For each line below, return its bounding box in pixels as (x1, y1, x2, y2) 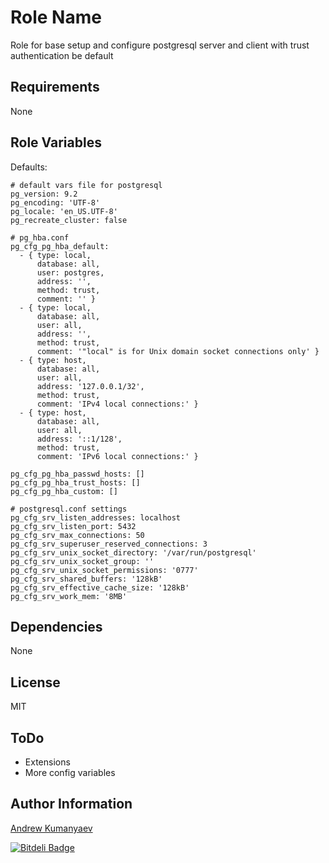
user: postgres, (36, 267, 105, 278)
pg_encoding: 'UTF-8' (10, 197, 101, 208)
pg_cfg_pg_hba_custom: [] (10, 486, 118, 496)
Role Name (10, 6, 102, 29)
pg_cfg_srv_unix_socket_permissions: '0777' (10, 565, 199, 575)
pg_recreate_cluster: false (10, 215, 128, 225)
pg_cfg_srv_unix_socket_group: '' (10, 556, 155, 566)
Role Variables (10, 134, 102, 151)
